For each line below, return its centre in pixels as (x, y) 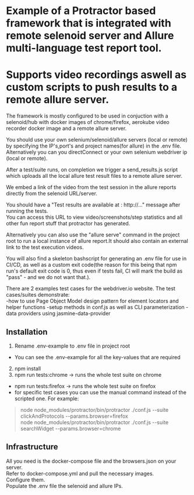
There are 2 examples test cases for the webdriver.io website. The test (91, 288)
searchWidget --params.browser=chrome (70, 428)
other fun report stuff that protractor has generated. (68, 224)
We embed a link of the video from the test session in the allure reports (91, 187)
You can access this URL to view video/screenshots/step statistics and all (94, 217)
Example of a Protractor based (81, 11)
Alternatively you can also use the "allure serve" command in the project (93, 235)
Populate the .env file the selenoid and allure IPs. (65, 486)
